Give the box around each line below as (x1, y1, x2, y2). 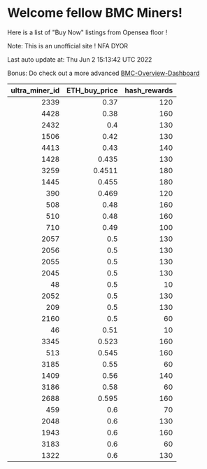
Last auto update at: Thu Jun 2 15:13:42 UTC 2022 (7, 55, 152, 64)
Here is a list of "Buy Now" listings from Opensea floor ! (7, 28, 168, 36)
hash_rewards (124, 86, 173, 95)
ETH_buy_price (66, 86, 118, 95)
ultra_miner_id (10, 86, 60, 95)
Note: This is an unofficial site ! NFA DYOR (7, 41, 128, 50)
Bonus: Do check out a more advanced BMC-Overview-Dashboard (7, 69, 200, 77)
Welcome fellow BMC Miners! (7, 5, 183, 21)
